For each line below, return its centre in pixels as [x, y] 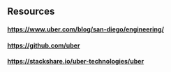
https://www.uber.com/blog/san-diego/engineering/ [85, 29]
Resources [31, 12]
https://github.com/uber [44, 45]
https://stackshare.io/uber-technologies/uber [76, 62]
